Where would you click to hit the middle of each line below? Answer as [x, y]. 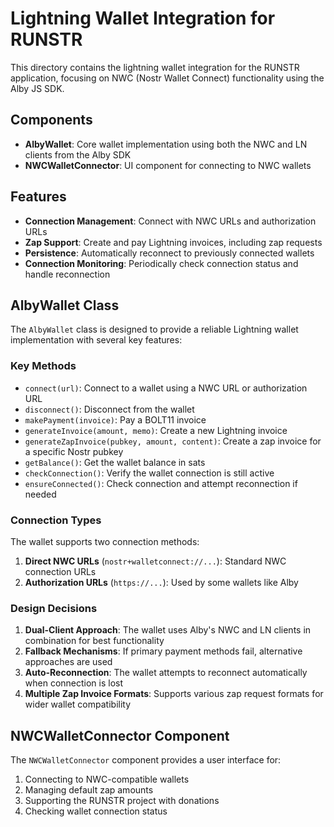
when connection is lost [74, 683]
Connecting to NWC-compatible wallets [107, 779]
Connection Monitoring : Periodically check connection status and [161, 263]
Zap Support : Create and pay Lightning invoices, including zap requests [173, 242]
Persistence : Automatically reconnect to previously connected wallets [169, 253]
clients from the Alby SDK [78, 154]
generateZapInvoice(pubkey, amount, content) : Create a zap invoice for [173, 441]
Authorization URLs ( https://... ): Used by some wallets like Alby [161, 582]
